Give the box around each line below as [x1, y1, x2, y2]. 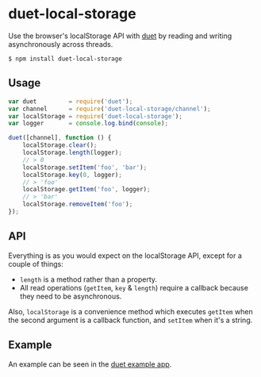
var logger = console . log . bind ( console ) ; [8, 120, 169, 128]
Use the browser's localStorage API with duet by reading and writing [8, 31, 232, 40]
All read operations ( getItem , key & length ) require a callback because [19, 283, 248, 292]
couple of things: [8, 259, 63, 268]
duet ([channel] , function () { [8, 134, 112, 142]
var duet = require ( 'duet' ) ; [8, 97, 133, 106]
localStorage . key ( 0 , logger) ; [22, 171, 123, 179]
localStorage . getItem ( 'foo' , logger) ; [22, 186, 151, 194]
